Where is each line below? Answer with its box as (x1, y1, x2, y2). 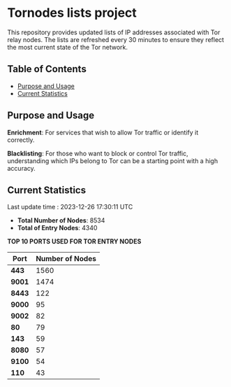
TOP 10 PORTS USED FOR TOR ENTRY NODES (7, 237, 142, 246)
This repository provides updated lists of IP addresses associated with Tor (7, 28, 221, 36)
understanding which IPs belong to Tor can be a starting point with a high (7, 156, 218, 165)
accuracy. (7, 164, 36, 172)
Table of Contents (7, 63, 87, 75)
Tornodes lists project (7, 5, 137, 21)
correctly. (7, 135, 35, 144)
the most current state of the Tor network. (7, 43, 128, 51)
